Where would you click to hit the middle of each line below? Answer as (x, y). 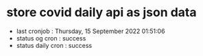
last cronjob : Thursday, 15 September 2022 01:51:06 (91, 31)
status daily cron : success (54, 45)
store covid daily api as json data (101, 12)
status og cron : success (51, 38)
